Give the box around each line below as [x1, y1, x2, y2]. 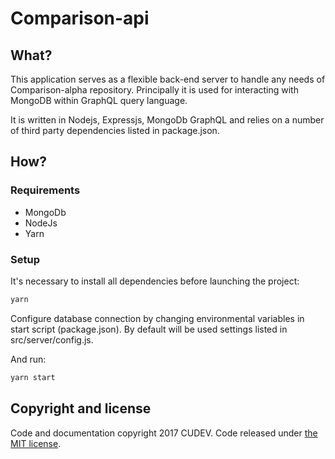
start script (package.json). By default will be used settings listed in [10, 323, 288, 335]
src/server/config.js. [10, 333, 94, 346]
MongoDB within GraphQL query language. [10, 95, 188, 106]
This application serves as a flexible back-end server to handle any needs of [10, 73, 326, 85]
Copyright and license [10, 400, 152, 417]
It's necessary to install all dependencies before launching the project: [10, 275, 300, 287]
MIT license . [10, 437, 62, 449]
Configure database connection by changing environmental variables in [10, 312, 305, 324]
